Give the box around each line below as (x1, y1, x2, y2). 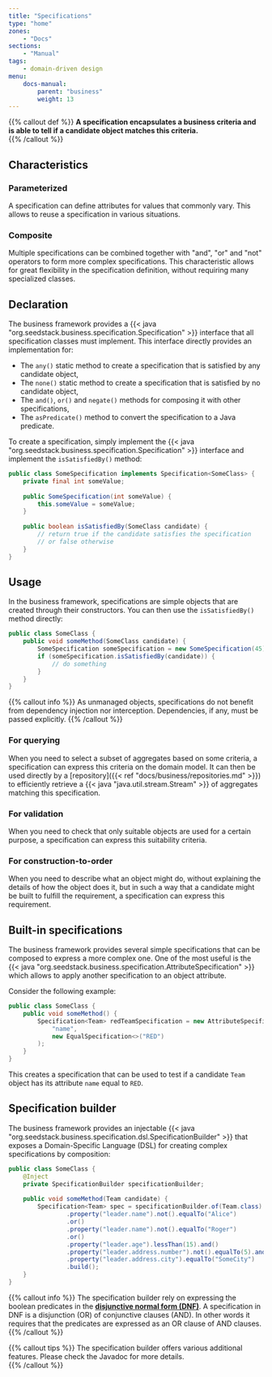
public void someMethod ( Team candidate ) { (23, 1195, 168, 1203)
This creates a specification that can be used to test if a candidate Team (8, 1069, 245, 1080)
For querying (8, 735, 61, 746)
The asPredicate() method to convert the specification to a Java (19, 412, 236, 422)
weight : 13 (37, 95, 74, 103)
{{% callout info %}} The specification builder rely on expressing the (8, 1293, 236, 1302)
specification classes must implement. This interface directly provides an (8, 336, 253, 346)
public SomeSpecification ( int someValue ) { (23, 492, 172, 500)
